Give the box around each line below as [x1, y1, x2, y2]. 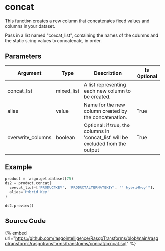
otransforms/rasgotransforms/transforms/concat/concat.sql [5, 240, 127, 246]
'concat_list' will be [83, 134, 128, 141]
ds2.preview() [5, 203, 34, 208]
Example [5, 163, 32, 171]
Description [94, 69, 122, 76]
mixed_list [56, 87, 80, 94]
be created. [83, 93, 110, 100]
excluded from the [83, 140, 126, 147]
